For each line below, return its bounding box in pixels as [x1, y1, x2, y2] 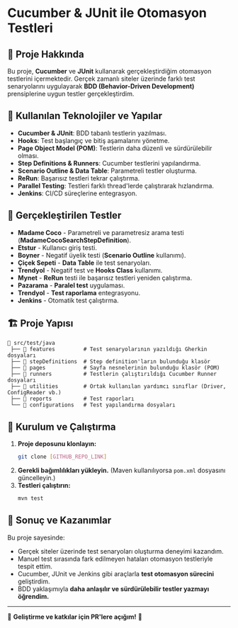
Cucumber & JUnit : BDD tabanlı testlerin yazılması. [17, 129, 167, 137]
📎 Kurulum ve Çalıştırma [7, 421, 116, 433]
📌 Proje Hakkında [7, 48, 84, 60]
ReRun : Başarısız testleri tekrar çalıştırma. [17, 173, 140, 182]
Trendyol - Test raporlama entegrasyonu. [17, 288, 140, 297]
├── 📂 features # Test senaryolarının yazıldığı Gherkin [10, 346, 208, 353]
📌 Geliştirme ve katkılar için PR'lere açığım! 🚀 [7, 612, 143, 621]
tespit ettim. [17, 561, 53, 571]
